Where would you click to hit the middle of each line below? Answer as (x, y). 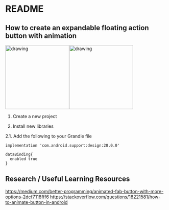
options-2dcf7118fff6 (27, 197)
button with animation (41, 36)
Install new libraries (33, 126)
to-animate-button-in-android (37, 202)
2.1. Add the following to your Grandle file (49, 136)
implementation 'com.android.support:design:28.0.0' (63, 146)
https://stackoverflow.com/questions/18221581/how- (105, 197)
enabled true (24, 159)
